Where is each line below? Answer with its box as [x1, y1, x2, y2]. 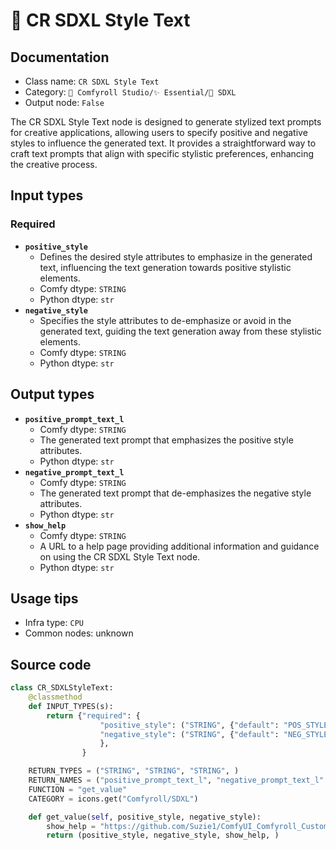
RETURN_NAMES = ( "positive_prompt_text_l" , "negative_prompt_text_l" [28, 775, 325, 785]
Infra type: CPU [24, 617, 84, 629]
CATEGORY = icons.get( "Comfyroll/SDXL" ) [28, 794, 199, 804]
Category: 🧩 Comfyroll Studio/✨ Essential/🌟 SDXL [24, 86, 237, 98]
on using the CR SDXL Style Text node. [39, 550, 201, 563]
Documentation [10, 49, 110, 66]
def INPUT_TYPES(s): [28, 701, 114, 711]
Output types [10, 386, 95, 403]
